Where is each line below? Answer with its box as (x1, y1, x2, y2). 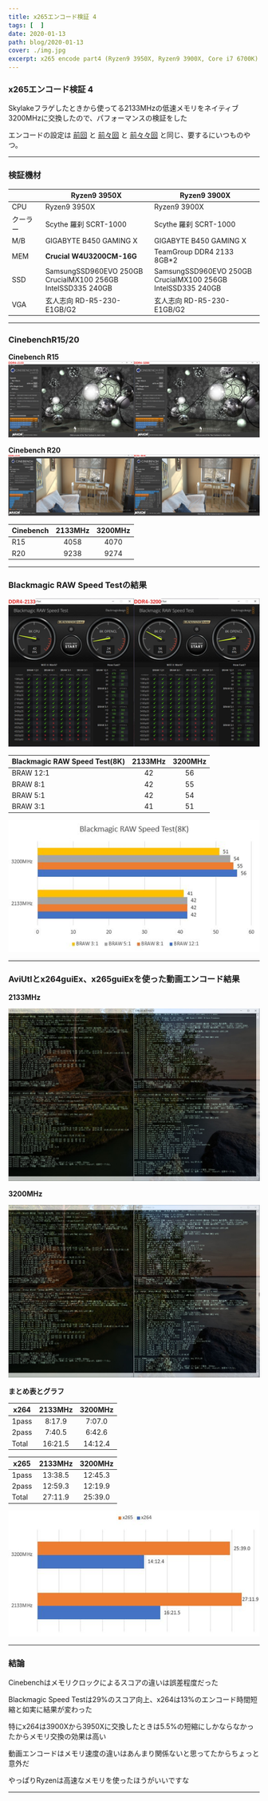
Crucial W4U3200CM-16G (45, 251, 137, 261)
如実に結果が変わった (22, 1704, 93, 1714)
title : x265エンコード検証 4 (8, 13, 97, 21)
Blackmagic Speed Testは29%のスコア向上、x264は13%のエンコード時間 (8, 1694, 251, 1704)
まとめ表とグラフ (8, 1387, 65, 1396)
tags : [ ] (8, 21, 45, 30)
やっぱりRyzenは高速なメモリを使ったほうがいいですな (8, 1775, 190, 1785)
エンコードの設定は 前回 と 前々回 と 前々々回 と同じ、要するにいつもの (8, 130, 244, 140)
